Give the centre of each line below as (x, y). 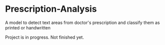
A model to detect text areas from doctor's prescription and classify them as (82, 22)
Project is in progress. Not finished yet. (45, 37)
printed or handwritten (28, 27)
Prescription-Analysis (51, 9)
